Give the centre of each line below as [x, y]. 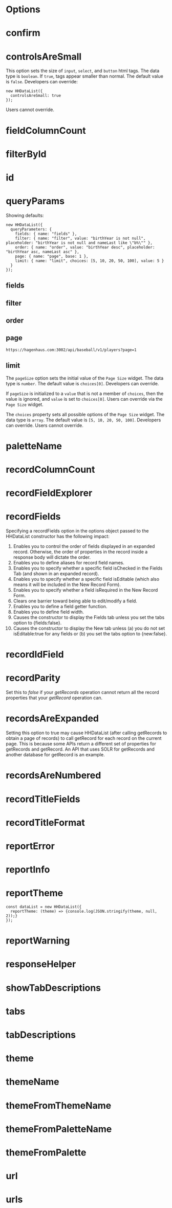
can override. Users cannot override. [45, 425]
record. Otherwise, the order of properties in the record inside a [80, 552]
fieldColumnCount [46, 130]
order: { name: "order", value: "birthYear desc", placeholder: [85, 247]
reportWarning [38, 941]
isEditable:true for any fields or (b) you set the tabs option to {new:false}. [90, 634]
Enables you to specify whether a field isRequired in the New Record [85, 590]
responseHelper [41, 964]
